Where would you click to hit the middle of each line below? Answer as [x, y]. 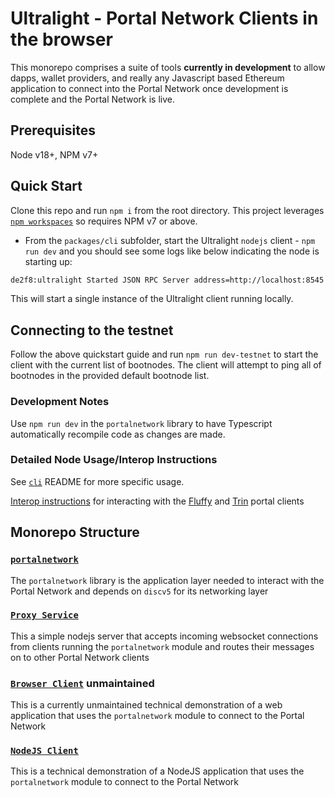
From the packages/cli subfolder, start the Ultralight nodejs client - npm [170, 240]
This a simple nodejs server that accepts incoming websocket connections [164, 636]
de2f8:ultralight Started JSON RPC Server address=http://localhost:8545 [167, 280]
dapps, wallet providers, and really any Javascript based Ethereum [147, 78]
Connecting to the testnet [92, 330]
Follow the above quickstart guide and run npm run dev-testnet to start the [164, 354]
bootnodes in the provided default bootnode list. [110, 376]
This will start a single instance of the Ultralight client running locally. [152, 299]
